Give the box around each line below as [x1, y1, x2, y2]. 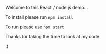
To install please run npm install [5, 14, 73, 20]
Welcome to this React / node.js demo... [5, 5, 88, 10]
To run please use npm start [5, 24, 64, 30]
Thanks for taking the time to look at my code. [5, 34, 101, 39]
